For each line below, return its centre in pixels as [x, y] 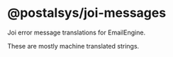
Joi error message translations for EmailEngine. [77, 32]
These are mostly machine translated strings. [73, 46]
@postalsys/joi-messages [87, 13]
